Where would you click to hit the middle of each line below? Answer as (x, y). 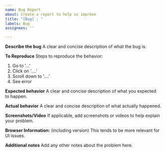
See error (22, 82)
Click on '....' (25, 71)
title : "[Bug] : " (24, 19)
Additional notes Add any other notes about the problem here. (69, 145)
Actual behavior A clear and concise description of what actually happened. (83, 106)
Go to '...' (21, 66)
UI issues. (15, 136)
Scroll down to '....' (31, 76)
